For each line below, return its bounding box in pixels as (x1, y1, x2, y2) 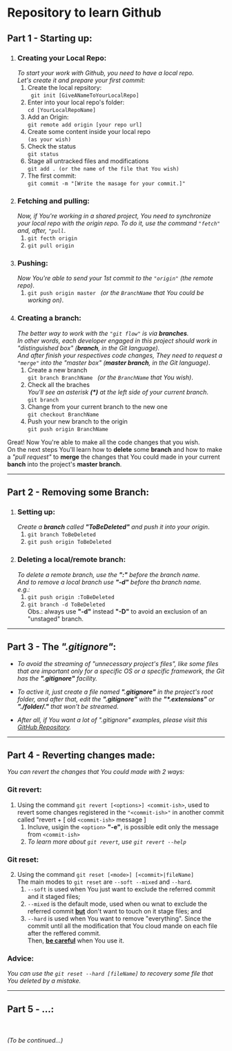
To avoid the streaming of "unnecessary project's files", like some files (17, 659, 219, 667)
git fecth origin (27, 235, 78, 243)
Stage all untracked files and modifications (27, 157, 149, 165)
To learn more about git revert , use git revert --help (27, 837, 186, 846)
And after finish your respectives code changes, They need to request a (17, 351, 223, 359)
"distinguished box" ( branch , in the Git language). (17, 343, 160, 352)
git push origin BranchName (27, 426, 108, 433)
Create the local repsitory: (27, 83, 102, 91)
